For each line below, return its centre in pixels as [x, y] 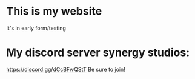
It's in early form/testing [36, 28]
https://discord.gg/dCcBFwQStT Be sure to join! [66, 69]
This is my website [54, 11]
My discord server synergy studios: [98, 53]
